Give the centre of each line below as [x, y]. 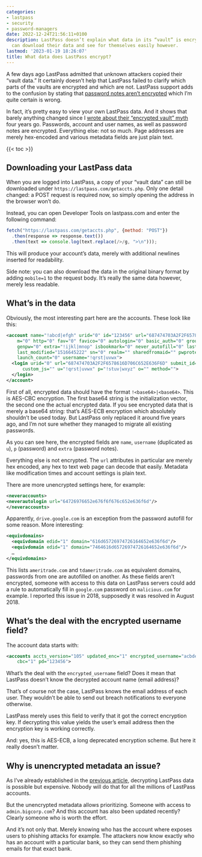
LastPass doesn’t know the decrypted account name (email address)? [93, 679]
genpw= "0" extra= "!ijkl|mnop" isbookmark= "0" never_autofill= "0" [101, 347]
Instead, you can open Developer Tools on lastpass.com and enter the [93, 213]
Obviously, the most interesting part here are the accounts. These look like [98, 318]
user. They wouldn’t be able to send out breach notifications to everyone [96, 698]
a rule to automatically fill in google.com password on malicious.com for [94, 589]
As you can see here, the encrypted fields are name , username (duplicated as [99, 442]
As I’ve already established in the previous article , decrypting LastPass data [100, 780]
